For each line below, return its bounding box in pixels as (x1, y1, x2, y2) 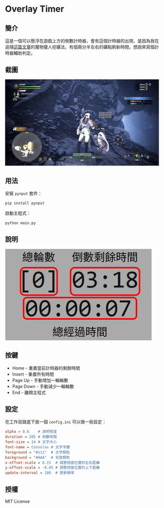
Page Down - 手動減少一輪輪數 (12, 383, 74, 389)
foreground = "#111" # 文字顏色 (5, 450, 70, 455)
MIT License (5, 499, 30, 504)
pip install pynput (5, 201, 45, 206)
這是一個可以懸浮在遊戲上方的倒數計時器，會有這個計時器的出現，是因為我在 (5, 38, 159, 43)
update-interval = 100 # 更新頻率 (5, 470, 75, 475)
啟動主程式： (5, 210, 31, 216)
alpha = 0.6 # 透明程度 (5, 429, 57, 434)
